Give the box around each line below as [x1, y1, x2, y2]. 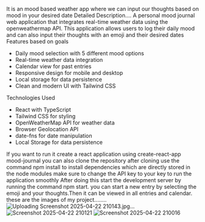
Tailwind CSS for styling [15, 113, 76, 120]
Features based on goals [6, 38, 69, 45]
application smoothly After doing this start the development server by [6, 177, 182, 183]
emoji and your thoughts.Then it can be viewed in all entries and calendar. [6, 189, 193, 197]
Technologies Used [6, 94, 55, 101]
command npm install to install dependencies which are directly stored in [6, 164, 191, 170]
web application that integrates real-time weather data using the [6, 18, 168, 25]
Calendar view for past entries [15, 63, 92, 70]
